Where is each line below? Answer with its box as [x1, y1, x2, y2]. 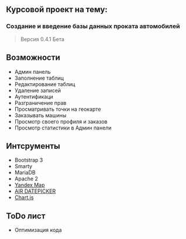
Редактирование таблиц [14, 80, 75, 87]
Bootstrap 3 [14, 156, 43, 163]
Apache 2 [14, 175, 38, 182]
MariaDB [14, 169, 36, 176]
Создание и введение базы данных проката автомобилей [6, 22, 180, 30]
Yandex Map [14, 182, 45, 189]
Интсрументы [6, 141, 60, 151]
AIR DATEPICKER [14, 187, 56, 195]
